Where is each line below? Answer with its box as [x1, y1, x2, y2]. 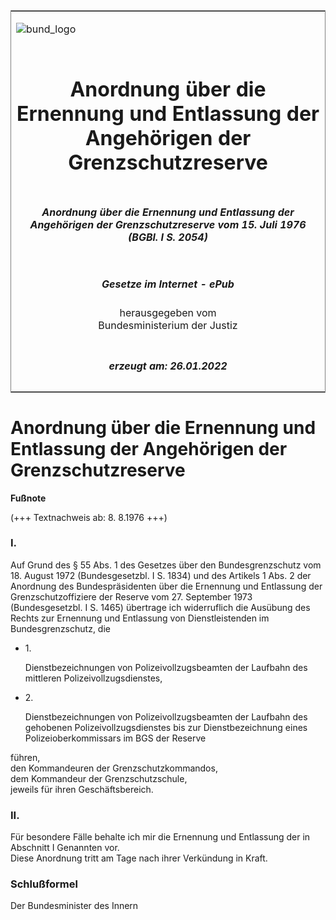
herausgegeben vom [119, 306, 217, 320]
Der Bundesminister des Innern [10, 900, 139, 912]
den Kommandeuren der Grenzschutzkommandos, [10, 762, 218, 774]
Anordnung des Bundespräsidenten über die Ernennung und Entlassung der [10, 580, 323, 592]
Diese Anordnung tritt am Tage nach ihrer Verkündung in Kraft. [10, 852, 268, 864]
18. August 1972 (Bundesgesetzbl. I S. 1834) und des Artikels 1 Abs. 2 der [10, 569, 312, 581]
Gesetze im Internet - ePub [101, 277, 235, 291]
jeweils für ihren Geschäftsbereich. [10, 783, 154, 795]
